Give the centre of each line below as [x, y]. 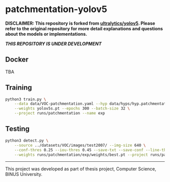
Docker [17, 60]
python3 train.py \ [26, 99]
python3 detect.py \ [27, 140]
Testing [17, 129]
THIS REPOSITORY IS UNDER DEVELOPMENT [54, 43]
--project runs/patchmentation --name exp [60, 113]
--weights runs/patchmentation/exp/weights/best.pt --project [81, 155]
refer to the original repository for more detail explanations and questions [84, 28]
